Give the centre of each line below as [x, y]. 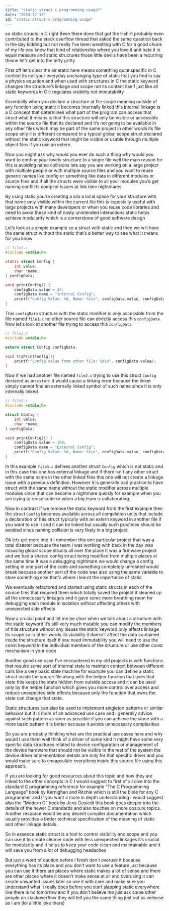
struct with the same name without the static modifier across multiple [77, 488]
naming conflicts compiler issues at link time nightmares [63, 187]
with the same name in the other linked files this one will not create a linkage [84, 477]
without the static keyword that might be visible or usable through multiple [82, 139]
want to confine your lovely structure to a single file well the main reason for [84, 160]
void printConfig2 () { [29, 438]
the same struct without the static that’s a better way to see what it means [82, 233]
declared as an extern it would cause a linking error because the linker [78, 381]
